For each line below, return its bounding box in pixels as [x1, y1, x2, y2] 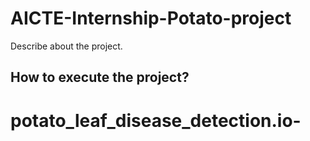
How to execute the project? [10, 69, 190, 86]
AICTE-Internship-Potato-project [10, 7, 292, 30]
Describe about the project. [10, 40, 123, 52]
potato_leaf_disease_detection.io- [10, 109, 302, 132]
